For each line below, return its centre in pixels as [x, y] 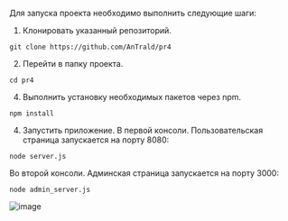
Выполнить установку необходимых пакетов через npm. [132, 97]
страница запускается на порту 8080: [96, 140]
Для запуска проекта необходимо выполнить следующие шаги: [133, 13]
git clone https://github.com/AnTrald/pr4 [90, 47]
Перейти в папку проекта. [73, 64]
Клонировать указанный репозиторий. [97, 30]
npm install [32, 114]
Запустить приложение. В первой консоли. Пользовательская [143, 130]
